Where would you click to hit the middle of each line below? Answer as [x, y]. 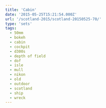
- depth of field [28, 56]
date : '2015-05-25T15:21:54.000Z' [41, 14]
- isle [16, 65]
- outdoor [20, 84]
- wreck [18, 98]
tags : [11, 28]
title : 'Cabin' [21, 10]
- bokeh [18, 38]
